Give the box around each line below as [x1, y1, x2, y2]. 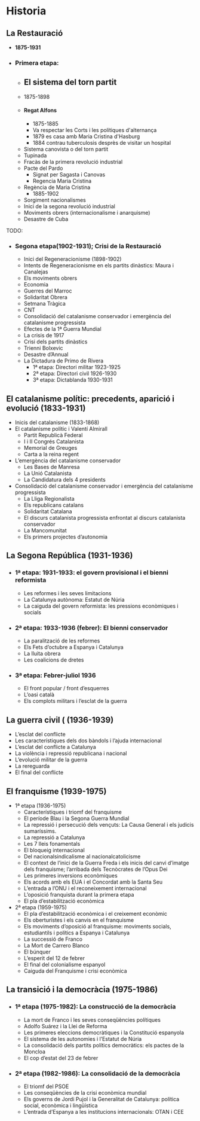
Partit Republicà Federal [23, 432, 83, 439]
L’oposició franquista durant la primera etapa [23, 891, 134, 898]
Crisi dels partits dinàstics [23, 338, 88, 345]
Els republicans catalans [23, 501, 84, 509]
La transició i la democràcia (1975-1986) [6, 985, 158, 995]
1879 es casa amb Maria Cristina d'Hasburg [32, 133, 140, 140]
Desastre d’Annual [23, 351, 69, 358]
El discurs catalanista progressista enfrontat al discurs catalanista [23, 514, 186, 522]
